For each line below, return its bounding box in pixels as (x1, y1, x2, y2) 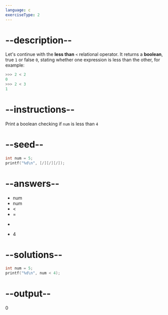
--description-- (5, 34, 73, 46)
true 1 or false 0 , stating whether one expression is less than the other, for (5, 57, 160, 63)
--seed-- (5, 139, 44, 150)
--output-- (5, 288, 51, 300)
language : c (5, 7, 31, 13)
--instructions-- (5, 104, 75, 115)
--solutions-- (5, 249, 63, 261)
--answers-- (5, 178, 60, 189)
